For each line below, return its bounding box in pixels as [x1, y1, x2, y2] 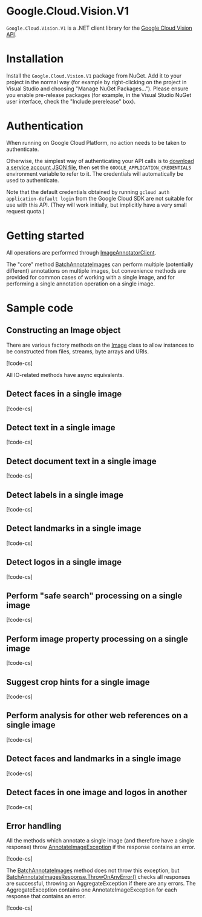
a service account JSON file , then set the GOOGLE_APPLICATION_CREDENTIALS [6, 164, 192, 171]
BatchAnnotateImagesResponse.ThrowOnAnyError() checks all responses [6, 873, 191, 881]
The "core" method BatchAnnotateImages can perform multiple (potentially [6, 261, 194, 268]
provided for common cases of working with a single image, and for [6, 273, 175, 281]
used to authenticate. [6, 176, 59, 184]
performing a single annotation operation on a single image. [6, 280, 155, 287]
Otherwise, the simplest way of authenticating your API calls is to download [6, 157, 195, 164]
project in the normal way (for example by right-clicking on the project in [6, 78, 187, 85]
